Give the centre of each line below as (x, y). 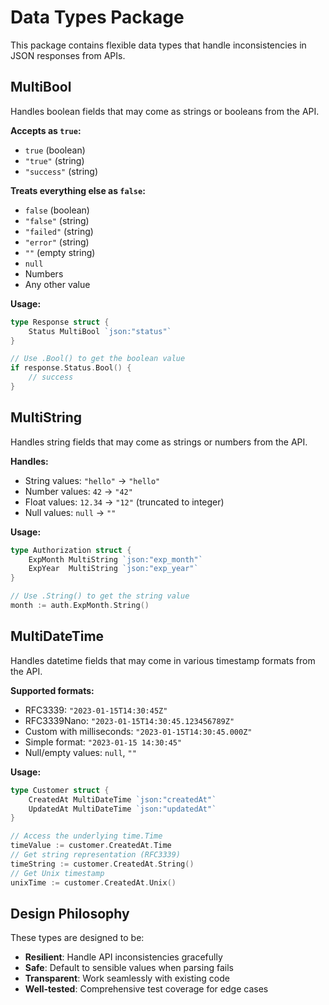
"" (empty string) (60, 252)
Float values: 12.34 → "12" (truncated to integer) (124, 502)
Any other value (57, 284)
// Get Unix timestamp (57, 873)
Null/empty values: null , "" (80, 752)
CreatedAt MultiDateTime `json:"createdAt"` (122, 799)
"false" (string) (57, 220)
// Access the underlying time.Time (86, 836)
